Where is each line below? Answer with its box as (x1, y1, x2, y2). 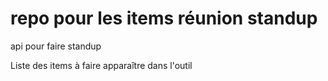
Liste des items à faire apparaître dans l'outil (10, 59, 193, 71)
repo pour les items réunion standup (10, 7, 318, 30)
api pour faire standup (10, 40, 102, 52)
